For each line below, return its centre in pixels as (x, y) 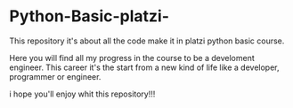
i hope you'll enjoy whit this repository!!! (82, 94)
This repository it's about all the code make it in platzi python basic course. (147, 41)
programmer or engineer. (55, 76)
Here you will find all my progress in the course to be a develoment (132, 58)
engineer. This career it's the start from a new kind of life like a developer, (144, 67)
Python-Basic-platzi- (90, 16)
